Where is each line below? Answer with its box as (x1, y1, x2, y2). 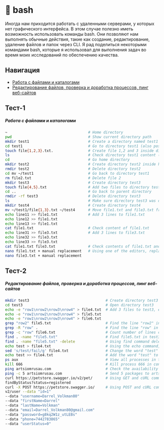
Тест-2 (5, 267, 27, 275)
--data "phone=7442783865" (5, 417, 60, 422)
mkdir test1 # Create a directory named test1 (5, 139, 159, 144)
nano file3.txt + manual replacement (5, 253, 82, 258)
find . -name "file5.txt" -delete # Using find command (5, 339, 150, 344)
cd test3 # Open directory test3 (5, 302, 154, 307)
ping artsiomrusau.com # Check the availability (5, 367, 159, 372)
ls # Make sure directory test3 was (5, 198, 156, 203)
